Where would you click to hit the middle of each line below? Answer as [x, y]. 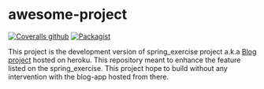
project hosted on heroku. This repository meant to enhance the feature [125, 60]
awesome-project [68, 15]
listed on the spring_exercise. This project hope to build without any [118, 68]
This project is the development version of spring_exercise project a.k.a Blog [132, 51]
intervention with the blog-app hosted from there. [89, 76]
